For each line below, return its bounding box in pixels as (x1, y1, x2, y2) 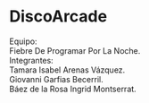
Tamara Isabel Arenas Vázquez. (9, 64, 126, 75)
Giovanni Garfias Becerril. (9, 73, 104, 84)
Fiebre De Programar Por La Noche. (9, 45, 141, 56)
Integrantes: (9, 55, 54, 65)
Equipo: (9, 36, 37, 47)
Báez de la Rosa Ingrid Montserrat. (9, 83, 137, 94)
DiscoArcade (9, 6, 108, 27)
